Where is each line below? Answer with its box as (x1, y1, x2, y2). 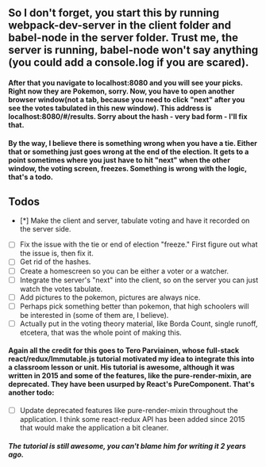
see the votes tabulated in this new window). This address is (8, 103, 212, 113)
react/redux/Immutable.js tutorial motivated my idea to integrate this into (8, 354, 255, 364)
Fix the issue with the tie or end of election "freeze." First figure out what (19, 239, 258, 249)
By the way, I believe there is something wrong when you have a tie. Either (8, 138, 258, 147)
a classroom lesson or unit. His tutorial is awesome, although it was (8, 362, 235, 372)
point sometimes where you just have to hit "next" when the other (8, 155, 230, 165)
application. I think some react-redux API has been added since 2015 (19, 415, 245, 424)
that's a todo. (8, 172, 54, 182)
